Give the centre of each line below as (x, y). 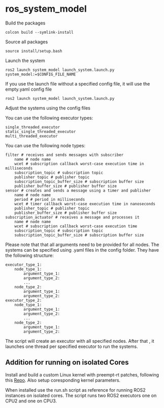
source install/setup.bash (34, 51)
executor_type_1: (24, 265)
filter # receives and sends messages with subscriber (64, 155)
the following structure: (30, 255)
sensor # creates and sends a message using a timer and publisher (78, 191)
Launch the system (25, 60)
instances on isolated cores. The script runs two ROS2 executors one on (81, 395)
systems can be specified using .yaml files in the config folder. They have (82, 250)
